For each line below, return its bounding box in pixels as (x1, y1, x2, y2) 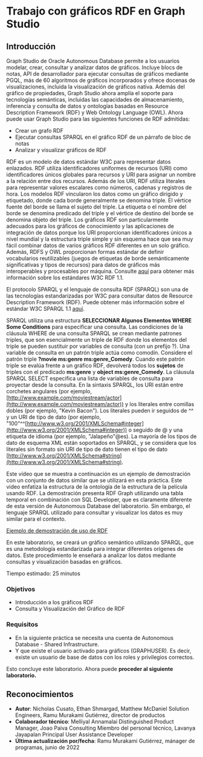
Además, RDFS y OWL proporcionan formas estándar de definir (6, 248, 164, 255)
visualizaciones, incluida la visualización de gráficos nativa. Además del (6, 83, 185, 90)
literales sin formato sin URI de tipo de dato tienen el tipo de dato (6, 445, 168, 453)
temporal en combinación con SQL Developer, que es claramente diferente (6, 496, 192, 503)
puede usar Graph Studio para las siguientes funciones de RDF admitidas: (6, 115, 190, 122)
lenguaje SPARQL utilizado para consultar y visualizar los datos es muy (6, 509, 183, 516)
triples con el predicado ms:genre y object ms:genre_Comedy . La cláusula (6, 368, 195, 375)
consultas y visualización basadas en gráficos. (6, 558, 123, 565)
